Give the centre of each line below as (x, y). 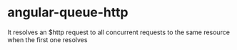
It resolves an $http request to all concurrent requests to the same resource (119, 32)
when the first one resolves (47, 39)
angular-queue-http (68, 12)
